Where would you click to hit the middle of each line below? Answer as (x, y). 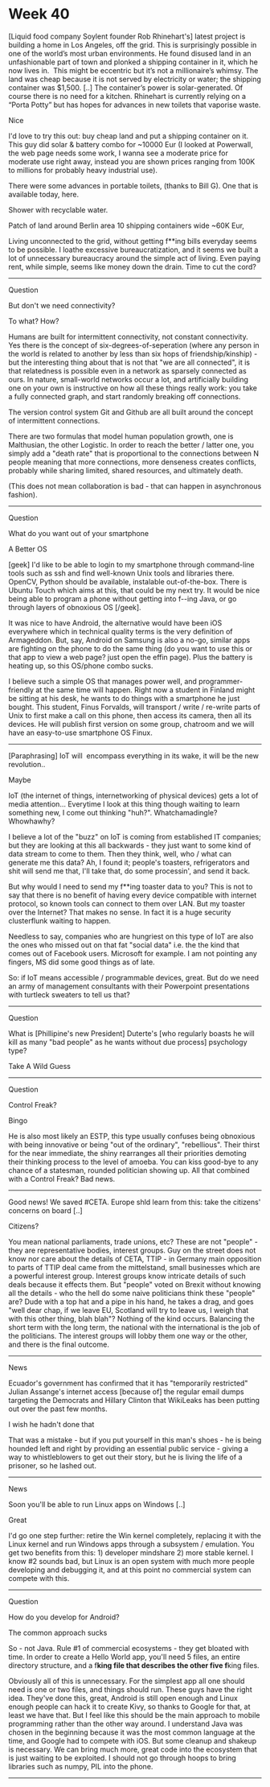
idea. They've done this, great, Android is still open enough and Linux (123, 1698)
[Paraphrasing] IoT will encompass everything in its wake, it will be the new (134, 755)
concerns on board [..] (45, 1210)
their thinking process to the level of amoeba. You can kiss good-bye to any (133, 1162)
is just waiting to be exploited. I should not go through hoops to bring (122, 1758)
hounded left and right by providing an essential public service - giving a (129, 1448)
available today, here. (43, 194)
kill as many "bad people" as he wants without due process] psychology (128, 1042)
